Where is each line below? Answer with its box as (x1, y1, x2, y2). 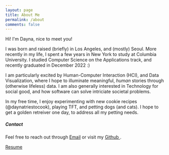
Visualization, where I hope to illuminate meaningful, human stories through (5, 77, 164, 84)
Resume (5, 144, 23, 150)
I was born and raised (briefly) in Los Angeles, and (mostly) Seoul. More (5, 46, 157, 52)
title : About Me (5, 12, 40, 17)
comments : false (5, 22, 40, 27)
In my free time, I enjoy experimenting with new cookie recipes (5, 99, 137, 105)
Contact (5, 121, 23, 127)
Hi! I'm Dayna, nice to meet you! (5, 36, 73, 42)
